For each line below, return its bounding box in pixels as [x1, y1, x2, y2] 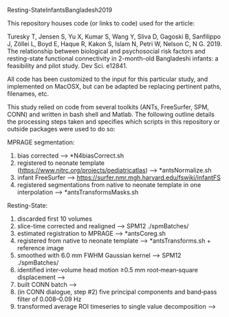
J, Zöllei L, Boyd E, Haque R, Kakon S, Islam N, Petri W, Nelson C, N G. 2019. [7, 40, 222, 47]
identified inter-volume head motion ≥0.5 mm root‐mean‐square [17, 266, 198, 274]
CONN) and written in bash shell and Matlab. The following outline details [7, 110, 215, 118]
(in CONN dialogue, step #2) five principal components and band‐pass [17, 288, 217, 296]
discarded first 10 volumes [17, 215, 93, 223]
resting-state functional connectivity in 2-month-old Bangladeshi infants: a [7, 54, 219, 63]
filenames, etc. [7, 89, 50, 98]
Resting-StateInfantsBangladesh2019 [7, 6, 112, 14]
